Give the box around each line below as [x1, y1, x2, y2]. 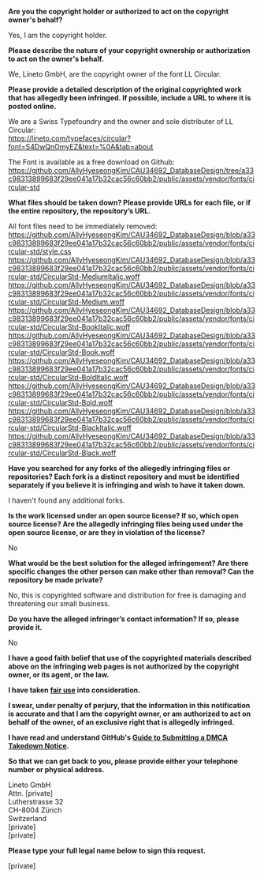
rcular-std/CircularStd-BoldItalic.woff [8, 373, 128, 382]
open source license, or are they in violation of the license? [8, 528, 206, 537]
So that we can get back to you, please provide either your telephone [8, 756, 239, 766]
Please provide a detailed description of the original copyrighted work [8, 85, 242, 94]
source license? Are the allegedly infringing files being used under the [8, 519, 244, 529]
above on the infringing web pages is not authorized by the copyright [8, 661, 240, 671]
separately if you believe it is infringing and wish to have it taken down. [8, 480, 246, 489]
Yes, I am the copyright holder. [8, 31, 108, 40]
